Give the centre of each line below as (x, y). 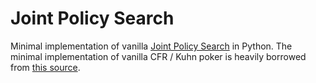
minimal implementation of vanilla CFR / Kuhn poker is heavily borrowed (158, 56)
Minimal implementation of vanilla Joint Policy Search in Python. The (151, 46)
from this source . (45, 67)
